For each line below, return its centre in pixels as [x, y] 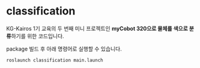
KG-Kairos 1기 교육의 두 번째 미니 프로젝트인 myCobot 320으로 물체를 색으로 [97, 28]
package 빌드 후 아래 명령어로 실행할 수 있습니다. [64, 49]
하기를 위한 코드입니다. [38, 36]
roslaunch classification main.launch [55, 60]
